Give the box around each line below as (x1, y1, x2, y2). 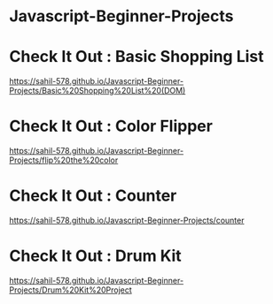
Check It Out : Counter (9, 186, 177, 206)
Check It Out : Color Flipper (9, 117, 213, 136)
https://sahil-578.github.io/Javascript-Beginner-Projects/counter (9, 215, 245, 225)
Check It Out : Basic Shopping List (9, 47, 264, 67)
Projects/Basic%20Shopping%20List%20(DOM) (9, 86, 186, 96)
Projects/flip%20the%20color (9, 155, 119, 165)
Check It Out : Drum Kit (9, 246, 182, 266)
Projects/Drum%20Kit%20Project (9, 285, 133, 295)
